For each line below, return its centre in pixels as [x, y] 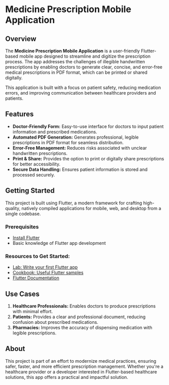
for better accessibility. [36, 164]
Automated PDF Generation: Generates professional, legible [75, 137]
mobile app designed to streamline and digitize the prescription [85, 56]
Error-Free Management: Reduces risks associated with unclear [80, 148]
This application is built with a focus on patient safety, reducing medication [83, 88]
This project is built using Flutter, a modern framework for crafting [74, 203]
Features [19, 114]
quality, [13, 208]
